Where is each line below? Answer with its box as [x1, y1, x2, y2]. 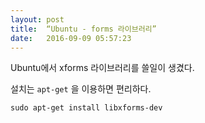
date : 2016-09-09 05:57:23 [10, 33, 132, 43]
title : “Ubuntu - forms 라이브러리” [10, 24, 157, 34]
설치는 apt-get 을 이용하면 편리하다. [10, 83, 152, 95]
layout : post [10, 14, 65, 25]
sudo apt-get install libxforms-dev [10, 103, 163, 113]
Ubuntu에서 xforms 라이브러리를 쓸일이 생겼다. [10, 62, 195, 74]
